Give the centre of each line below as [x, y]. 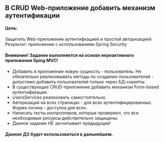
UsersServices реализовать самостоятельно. [59, 97]
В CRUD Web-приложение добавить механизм [80, 8]
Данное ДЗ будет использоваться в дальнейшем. [59, 134]
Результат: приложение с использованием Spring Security [66, 44]
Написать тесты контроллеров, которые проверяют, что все [75, 113]
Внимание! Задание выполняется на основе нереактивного [70, 55]
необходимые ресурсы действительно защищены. [65, 118]
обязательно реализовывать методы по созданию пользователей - [83, 76]
